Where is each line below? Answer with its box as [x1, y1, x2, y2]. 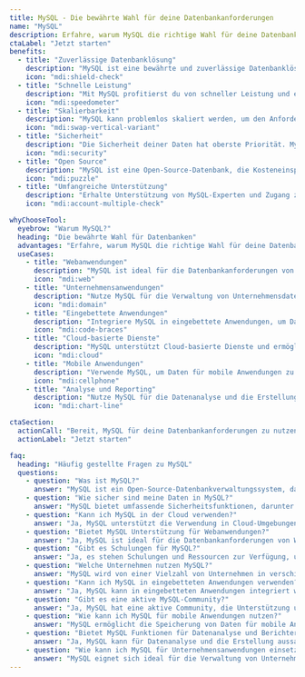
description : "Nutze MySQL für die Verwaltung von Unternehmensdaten [33, 292, 302, 301]
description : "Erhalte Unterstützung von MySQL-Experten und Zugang [25, 191, 290, 200]
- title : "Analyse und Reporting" [25, 384, 156, 393]
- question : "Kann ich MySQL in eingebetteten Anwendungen [25, 578, 254, 587]
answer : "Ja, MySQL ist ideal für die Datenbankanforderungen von [33, 535, 290, 545]
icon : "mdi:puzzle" [25, 174, 100, 183]
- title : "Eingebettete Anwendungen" [25, 308, 169, 318]
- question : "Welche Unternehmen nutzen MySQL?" [25, 561, 213, 571]
